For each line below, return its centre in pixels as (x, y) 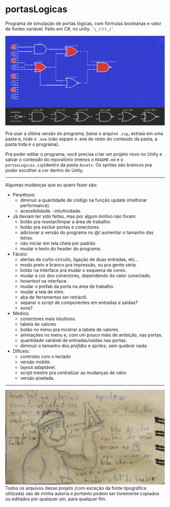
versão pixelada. (37, 378)
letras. (27, 238)
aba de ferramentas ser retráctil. (54, 297)
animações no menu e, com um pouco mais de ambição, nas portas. (91, 335)
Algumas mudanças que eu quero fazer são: (51, 185)
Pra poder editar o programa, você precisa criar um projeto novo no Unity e (84, 154)
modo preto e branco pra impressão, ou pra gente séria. (79, 264)
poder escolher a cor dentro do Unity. (45, 170)
